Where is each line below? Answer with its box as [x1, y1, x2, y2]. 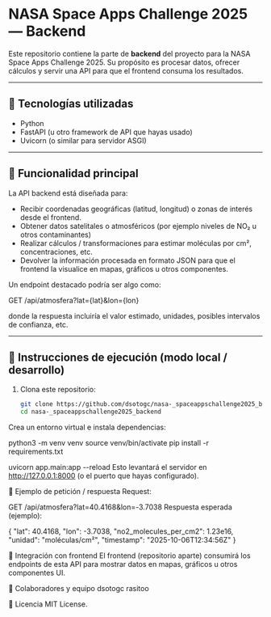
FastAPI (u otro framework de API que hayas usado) [19, 127, 193, 137]
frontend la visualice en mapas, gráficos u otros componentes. [19, 264, 228, 273]
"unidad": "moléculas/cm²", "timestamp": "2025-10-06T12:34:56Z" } [8, 535, 236, 545]
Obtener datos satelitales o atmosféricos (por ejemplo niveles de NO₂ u [19, 221, 256, 230]
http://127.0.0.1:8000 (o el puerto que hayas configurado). [8, 471, 199, 481]
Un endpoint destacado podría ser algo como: [8, 280, 161, 289]
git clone [19, 400, 54, 408]
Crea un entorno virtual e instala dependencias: [8, 422, 167, 433]
